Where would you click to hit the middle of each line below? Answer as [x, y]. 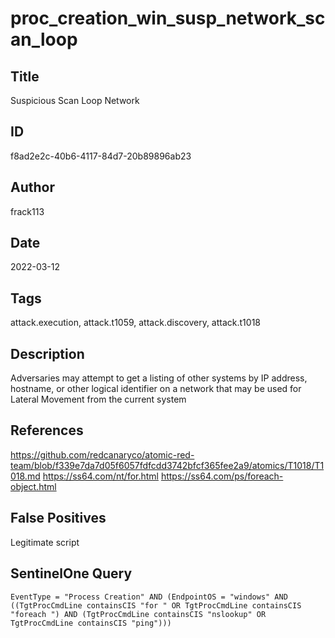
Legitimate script [45, 542]
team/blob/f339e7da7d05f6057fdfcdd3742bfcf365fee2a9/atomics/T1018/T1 [167, 465]
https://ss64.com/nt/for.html [100, 476]
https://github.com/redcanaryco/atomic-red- [102, 454]
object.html [33, 486]
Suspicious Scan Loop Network [75, 100]
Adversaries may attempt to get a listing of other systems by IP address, [159, 378]
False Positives [58, 518]
